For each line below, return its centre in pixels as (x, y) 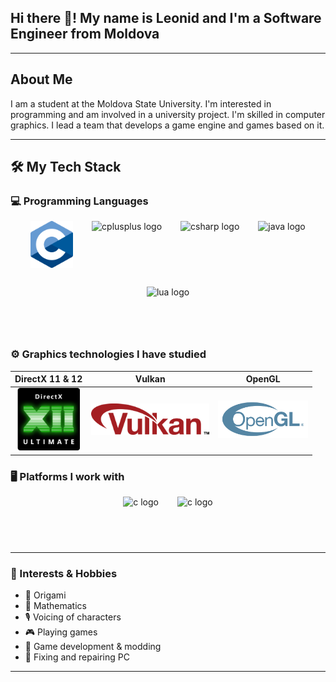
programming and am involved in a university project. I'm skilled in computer (168, 114)
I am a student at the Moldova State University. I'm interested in (141, 103)
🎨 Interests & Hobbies (64, 574)
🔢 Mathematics (55, 606)
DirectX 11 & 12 (48, 379)
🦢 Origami (45, 595)
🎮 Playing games (61, 632)
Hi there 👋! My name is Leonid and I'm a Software (166, 18)
